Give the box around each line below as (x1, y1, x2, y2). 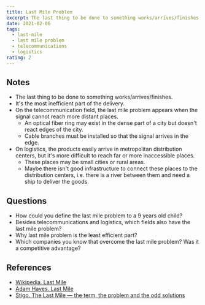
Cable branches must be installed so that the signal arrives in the (24, 132, 189, 140)
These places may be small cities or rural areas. (24, 159, 145, 166)
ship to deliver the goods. (24, 178, 89, 186)
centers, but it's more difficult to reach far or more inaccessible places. (15, 152, 195, 159)
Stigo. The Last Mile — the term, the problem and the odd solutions (15, 292, 185, 299)
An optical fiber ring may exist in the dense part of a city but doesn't (24, 119, 198, 127)
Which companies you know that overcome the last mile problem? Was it (15, 238, 199, 246)
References (6, 262, 52, 273)
